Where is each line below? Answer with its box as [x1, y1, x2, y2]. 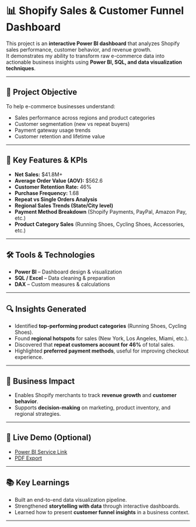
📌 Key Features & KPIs [6, 155, 87, 165]
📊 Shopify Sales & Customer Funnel [6, 4, 184, 18]
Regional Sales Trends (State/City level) [14, 202, 114, 209]
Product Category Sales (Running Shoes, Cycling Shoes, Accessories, [14, 220, 185, 228]
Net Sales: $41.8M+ [14, 170, 63, 178]
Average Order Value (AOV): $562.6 [14, 177, 103, 184]
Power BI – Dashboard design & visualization [14, 268, 123, 275]
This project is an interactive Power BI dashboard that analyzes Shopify [6, 40, 180, 47]
